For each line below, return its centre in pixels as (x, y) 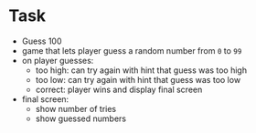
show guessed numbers (81, 118)
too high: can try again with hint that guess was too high (141, 70)
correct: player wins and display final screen (119, 89)
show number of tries (75, 108)
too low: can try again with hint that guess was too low (138, 79)
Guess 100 (42, 41)
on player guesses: (58, 60)
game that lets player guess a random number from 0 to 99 (132, 50)
